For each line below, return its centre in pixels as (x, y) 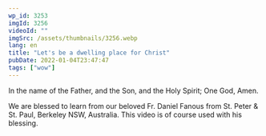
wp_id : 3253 (28, 16)
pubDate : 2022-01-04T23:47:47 (59, 61)
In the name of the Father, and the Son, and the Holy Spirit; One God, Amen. (133, 90)
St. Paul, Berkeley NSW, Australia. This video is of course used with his (125, 114)
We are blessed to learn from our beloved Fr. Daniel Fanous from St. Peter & (133, 106)
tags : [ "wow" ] (32, 68)
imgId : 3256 (28, 23)
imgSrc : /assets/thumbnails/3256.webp (73, 38)
